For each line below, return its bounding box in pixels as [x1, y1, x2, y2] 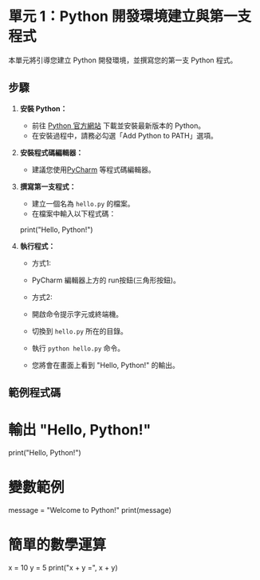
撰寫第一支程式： [19, 182, 77, 191]
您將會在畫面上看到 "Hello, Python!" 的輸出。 [31, 360, 179, 370]
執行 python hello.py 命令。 [31, 343, 125, 353]
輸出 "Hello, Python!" [8, 421, 152, 439]
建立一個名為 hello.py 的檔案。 [31, 198, 135, 208]
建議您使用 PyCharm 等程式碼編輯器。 [31, 165, 156, 174]
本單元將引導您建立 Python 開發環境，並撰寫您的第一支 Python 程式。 [8, 55, 238, 65]
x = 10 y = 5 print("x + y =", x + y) [8, 562, 118, 572]
